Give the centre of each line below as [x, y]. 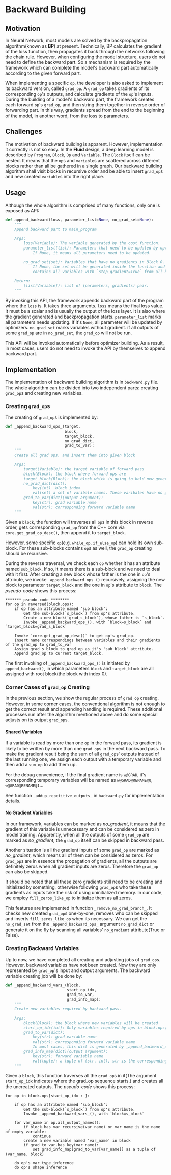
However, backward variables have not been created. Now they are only [81, 965]
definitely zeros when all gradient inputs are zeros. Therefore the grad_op [82, 866]
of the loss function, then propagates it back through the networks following [85, 51]
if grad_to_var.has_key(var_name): [61, 1145]
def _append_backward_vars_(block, [43, 985]
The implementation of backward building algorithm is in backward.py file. [82, 382]
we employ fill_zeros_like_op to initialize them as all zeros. [69, 898]
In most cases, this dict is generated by [78, 1047]
